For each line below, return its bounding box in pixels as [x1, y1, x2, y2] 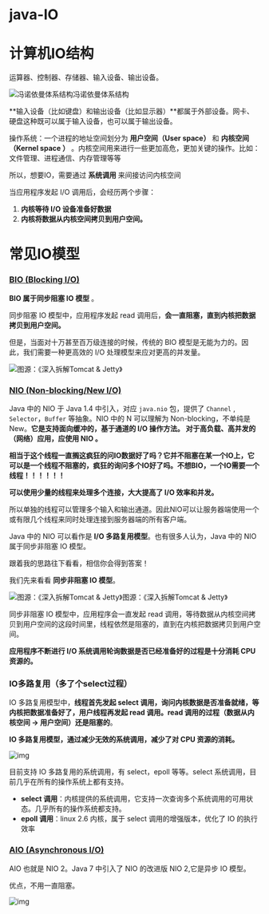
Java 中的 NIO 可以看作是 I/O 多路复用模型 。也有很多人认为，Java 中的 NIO [9, 531, 257, 540]
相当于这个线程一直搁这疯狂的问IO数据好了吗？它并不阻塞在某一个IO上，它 [9, 450, 255, 460]
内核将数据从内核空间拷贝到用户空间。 [20, 214, 147, 224]
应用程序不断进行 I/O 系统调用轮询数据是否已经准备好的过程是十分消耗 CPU [9, 646, 256, 655]
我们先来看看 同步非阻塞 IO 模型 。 [9, 575, 121, 584]
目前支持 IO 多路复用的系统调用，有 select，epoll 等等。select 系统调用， [9, 767, 250, 777]
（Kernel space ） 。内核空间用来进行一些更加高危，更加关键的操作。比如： [9, 144, 260, 153]
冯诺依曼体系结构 [73, 89, 129, 99]
